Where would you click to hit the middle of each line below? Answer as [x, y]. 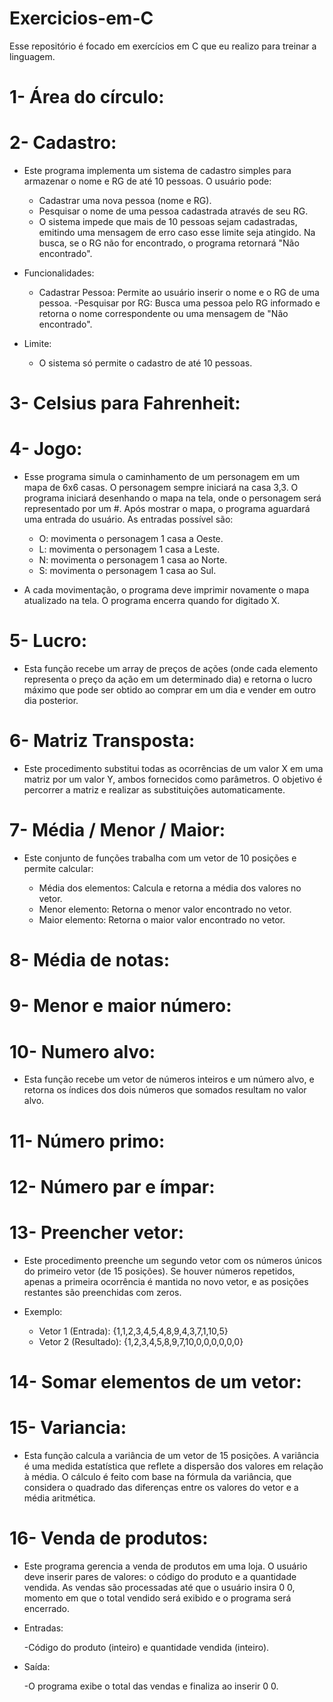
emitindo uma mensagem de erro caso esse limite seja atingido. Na [177, 233]
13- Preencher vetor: [97, 1232]
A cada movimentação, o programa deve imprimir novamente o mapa [166, 590]
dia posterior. [51, 701]
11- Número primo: [87, 1141]
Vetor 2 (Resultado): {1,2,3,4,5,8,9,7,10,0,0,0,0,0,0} [141, 1341]
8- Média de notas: [90, 960]
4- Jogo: [46, 449]
